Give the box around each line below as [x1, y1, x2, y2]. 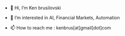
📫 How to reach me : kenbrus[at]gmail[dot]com [10, 25, 111, 30]
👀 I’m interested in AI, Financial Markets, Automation [10, 15, 120, 20]
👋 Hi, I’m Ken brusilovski [10, 5, 61, 11]
